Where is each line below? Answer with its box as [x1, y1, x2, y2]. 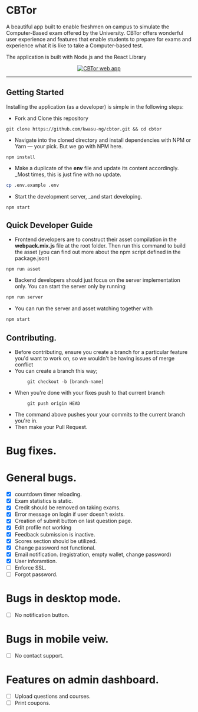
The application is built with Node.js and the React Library [6, 53, 147, 60]
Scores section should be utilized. [14, 537, 97, 544]
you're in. [14, 417, 38, 424]
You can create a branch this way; [14, 368, 98, 374]
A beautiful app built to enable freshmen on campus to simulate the [6, 23, 170, 30]
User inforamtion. [14, 557, 57, 564]
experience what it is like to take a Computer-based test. [6, 42, 143, 49]
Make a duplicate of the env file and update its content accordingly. [14, 164, 179, 171]
